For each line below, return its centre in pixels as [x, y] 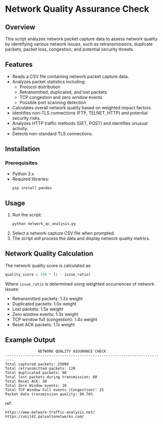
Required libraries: [31, 179]
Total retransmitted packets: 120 [40, 368]
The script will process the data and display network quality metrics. [81, 238]
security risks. [26, 118]
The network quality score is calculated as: [48, 265]
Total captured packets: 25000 [37, 364]
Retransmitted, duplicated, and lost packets [63, 92]
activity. [20, 128]
